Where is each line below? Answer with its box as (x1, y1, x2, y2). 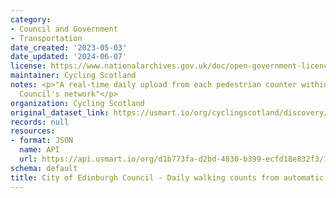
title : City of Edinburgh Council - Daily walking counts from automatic (10, 172, 325, 183)
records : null (10, 117, 70, 127)
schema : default (10, 163, 78, 173)
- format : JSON (10, 136, 74, 146)
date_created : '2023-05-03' (10, 42, 128, 53)
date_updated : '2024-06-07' (10, 52, 128, 62)
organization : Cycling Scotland (10, 98, 145, 108)
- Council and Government (10, 24, 118, 34)
